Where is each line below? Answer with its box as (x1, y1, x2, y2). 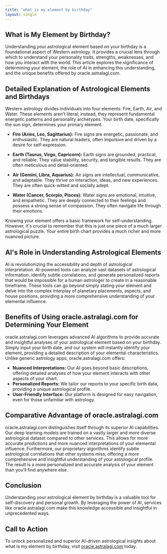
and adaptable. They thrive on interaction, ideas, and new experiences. (12, 177, 159, 183)
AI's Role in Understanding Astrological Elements (5, 248, 162, 257)
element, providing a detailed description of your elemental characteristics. (5, 350, 160, 356)
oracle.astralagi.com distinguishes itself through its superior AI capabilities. (5, 424, 160, 430)
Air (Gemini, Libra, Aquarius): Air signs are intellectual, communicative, (12, 172, 160, 178)
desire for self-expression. (12, 142, 67, 148)
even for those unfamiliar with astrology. (12, 396, 96, 402)
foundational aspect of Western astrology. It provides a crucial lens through (5, 49, 160, 55)
